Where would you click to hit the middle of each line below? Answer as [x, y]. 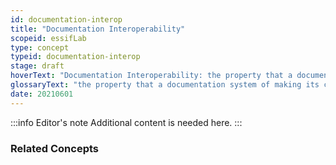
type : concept [40, 47]
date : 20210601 [42, 94]
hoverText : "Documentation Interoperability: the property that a [151, 76]
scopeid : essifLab [48, 38]
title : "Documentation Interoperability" [98, 29]
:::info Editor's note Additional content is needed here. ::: [126, 122]
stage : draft [37, 66]
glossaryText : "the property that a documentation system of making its [165, 85]
